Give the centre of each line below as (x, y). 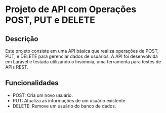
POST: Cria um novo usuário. (43, 95)
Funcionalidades (32, 83)
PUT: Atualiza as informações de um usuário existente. (70, 100)
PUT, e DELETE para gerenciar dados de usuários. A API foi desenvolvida (82, 56)
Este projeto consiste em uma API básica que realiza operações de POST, (82, 51)
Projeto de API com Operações (71, 9)
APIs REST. (17, 67)
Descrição (22, 39)
